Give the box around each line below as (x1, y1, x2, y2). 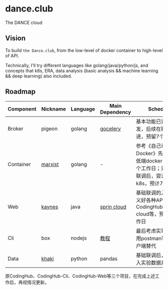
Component (7, 105, 36, 112)
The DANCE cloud (5, 19, 42, 25)
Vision (5, 34, 26, 42)
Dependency (99, 108, 131, 115)
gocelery (99, 125, 121, 132)
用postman (135, 234, 161, 241)
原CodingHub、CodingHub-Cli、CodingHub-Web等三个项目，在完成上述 (5, 273, 155, 279)
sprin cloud (99, 203, 126, 210)
